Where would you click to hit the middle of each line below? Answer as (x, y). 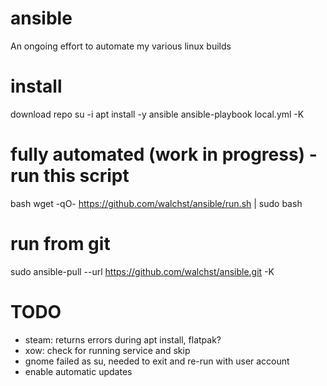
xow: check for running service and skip (107, 350)
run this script (70, 176)
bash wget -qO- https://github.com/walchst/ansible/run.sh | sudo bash (156, 203)
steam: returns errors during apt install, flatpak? (123, 339)
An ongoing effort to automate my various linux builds (121, 46)
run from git (60, 244)
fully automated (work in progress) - (164, 154)
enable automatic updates (78, 371)
